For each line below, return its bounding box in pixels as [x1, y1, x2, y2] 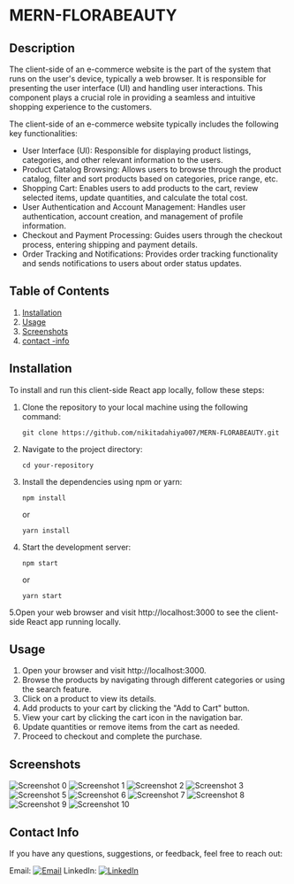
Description [9, 41, 75, 56]
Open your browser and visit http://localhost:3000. [21, 665, 207, 676]
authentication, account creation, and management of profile [21, 211, 244, 221]
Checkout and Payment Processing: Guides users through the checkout [21, 230, 283, 240]
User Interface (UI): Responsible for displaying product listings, [21, 145, 252, 156]
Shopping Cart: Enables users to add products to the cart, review [21, 183, 259, 193]
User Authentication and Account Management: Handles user [21, 202, 246, 212]
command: [21, 411, 62, 421]
